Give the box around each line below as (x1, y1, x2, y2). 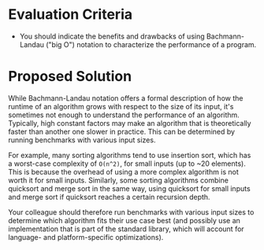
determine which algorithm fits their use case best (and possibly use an (8, 215, 240, 225)
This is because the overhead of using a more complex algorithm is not (8, 167, 239, 176)
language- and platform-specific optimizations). (8, 232, 164, 241)
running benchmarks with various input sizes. (8, 135, 156, 145)
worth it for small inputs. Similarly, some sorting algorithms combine (8, 175, 229, 185)
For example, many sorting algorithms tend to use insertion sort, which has (8, 150, 251, 160)
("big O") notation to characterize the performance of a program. (46, 39, 257, 49)
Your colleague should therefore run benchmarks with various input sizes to (8, 207, 255, 217)
